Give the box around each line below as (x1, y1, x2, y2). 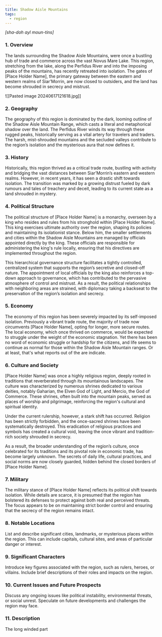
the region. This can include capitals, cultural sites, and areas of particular (5, 536, 153, 542)
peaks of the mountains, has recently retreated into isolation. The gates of (5, 68, 152, 74)
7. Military (5, 476, 29, 483)
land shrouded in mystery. (5, 191, 57, 197)
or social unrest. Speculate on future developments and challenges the (5, 598, 146, 603)
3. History (5, 154, 29, 161)
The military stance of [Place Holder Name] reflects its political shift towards (5, 487, 157, 493)
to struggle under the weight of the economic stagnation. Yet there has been (5, 334, 157, 340)
